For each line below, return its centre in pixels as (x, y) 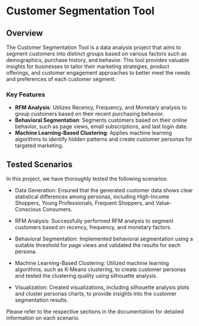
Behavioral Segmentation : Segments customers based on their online (101, 120)
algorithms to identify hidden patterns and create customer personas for (103, 139)
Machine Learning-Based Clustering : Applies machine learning (93, 133)
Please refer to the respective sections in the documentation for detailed (95, 312)
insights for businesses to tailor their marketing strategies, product (88, 66)
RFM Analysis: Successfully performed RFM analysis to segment (94, 221)
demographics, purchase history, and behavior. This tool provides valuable (98, 60)
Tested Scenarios (39, 164)
